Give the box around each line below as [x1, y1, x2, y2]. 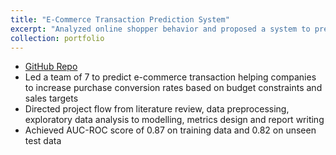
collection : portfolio [10, 33, 105, 43]
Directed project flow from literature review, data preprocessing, [24, 103, 290, 115]
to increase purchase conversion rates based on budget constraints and [24, 82, 323, 94]
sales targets [24, 92, 79, 105]
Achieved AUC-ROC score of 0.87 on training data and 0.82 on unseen [24, 124, 317, 136]
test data [24, 135, 62, 147]
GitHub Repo [24, 61, 78, 73]
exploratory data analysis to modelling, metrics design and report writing [24, 114, 325, 126]
